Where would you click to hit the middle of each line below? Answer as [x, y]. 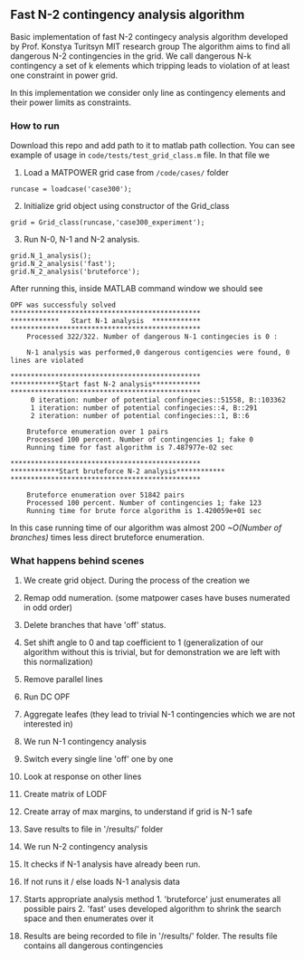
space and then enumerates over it [88, 918]
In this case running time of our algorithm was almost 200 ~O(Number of [146, 528]
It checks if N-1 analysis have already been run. [112, 864]
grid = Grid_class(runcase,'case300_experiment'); [108, 223]
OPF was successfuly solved [63, 305]
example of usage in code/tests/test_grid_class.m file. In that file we [140, 155]
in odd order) [48, 608]
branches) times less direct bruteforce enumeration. [107, 537]
